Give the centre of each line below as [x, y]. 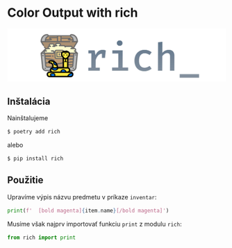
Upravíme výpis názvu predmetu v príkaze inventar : [82, 197]
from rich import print [42, 238]
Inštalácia [29, 101]
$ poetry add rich [34, 132]
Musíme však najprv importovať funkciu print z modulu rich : [94, 224]
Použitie [25, 180]
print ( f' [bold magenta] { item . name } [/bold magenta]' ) [88, 210]
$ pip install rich [35, 159]
